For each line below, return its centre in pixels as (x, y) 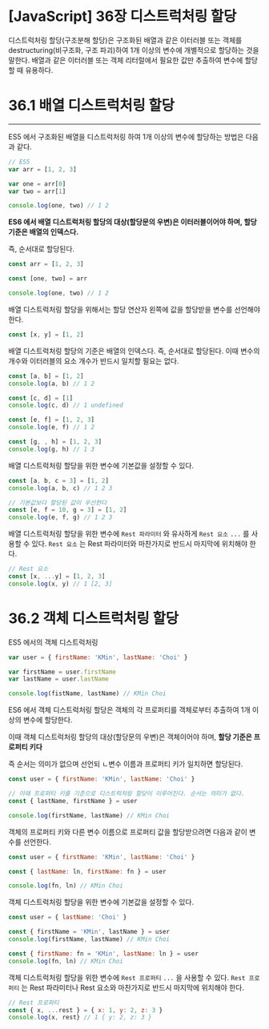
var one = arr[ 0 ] (37, 184)
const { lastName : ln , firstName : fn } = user (87, 871)
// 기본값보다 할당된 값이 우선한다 (58, 502)
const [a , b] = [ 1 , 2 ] (46, 376)
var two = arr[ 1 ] (37, 191)
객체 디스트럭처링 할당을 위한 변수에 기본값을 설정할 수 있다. (101, 902)
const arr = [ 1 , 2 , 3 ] (46, 264)
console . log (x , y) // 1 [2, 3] (60, 584)
